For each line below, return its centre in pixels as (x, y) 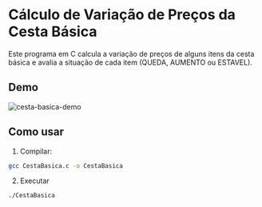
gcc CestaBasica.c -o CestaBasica (66, 165)
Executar (34, 181)
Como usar (36, 132)
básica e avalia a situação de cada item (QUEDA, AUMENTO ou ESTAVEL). (131, 62)
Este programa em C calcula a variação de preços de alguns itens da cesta (131, 54)
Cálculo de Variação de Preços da (122, 15)
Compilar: (36, 151)
